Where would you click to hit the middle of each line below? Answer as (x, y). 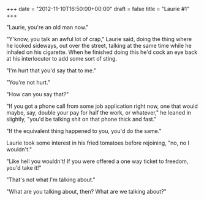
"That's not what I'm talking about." (51, 180)
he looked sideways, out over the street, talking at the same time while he (99, 46)
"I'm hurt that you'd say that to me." (51, 70)
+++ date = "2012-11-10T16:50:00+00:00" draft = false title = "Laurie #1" (98, 9)
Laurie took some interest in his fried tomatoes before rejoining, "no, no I (98, 143)
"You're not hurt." (28, 82)
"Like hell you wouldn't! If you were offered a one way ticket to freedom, (97, 161)
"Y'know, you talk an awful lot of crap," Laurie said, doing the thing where (99, 39)
